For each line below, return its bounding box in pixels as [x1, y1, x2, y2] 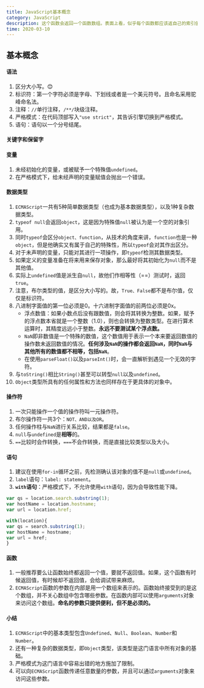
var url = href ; [6, 535, 47, 541]
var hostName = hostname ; [6, 529, 72, 535]
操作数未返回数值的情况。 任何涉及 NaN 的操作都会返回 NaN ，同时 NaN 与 [24, 340, 193, 347]
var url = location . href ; [6, 507, 72, 513]
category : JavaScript [6, 15, 61, 21]
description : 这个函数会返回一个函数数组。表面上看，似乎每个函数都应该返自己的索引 [6, 20, 195, 26]
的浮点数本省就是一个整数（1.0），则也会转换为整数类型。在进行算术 [24, 317, 194, 325]
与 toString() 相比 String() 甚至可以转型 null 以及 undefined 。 [15, 370, 164, 377]
